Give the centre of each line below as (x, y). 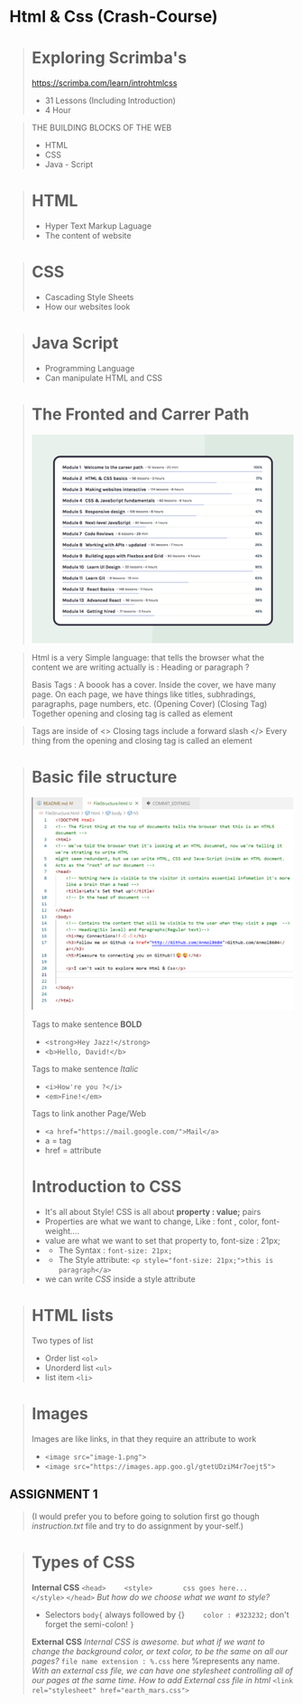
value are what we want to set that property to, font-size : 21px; (163, 1240)
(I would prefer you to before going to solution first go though (145, 1516)
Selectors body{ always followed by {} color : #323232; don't (167, 1615)
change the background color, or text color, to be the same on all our (160, 1651)
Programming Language (90, 368)
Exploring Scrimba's (109, 58)
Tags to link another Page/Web (89, 1113)
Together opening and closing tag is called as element (132, 713)
